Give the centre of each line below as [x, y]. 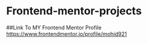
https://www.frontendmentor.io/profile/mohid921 [67, 33]
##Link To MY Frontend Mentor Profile [54, 27]
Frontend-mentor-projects [74, 11]
